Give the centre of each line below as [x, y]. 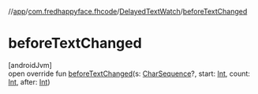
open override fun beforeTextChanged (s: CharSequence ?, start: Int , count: [129, 73]
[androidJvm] [30, 65]
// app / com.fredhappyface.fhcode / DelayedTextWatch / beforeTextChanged [128, 11]
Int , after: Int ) [29, 81]
